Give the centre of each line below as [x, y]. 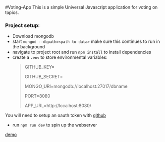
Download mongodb [33, 36]
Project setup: [23, 25]
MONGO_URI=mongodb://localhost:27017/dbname [76, 86]
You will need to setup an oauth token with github [55, 115]
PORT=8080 [37, 96]
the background [28, 47]
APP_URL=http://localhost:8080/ [58, 106]
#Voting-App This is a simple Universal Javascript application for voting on [81, 7]
